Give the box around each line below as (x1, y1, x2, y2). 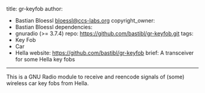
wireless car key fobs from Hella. (6, 80, 89, 87)
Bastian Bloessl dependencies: (15, 24, 93, 30)
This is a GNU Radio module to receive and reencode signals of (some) (6, 73, 185, 80)
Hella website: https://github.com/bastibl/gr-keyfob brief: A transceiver (15, 49, 194, 57)
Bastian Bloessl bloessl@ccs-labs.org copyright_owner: (15, 17, 156, 24)
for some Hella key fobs (15, 56, 75, 63)
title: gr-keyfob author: (6, 5, 63, 12)
